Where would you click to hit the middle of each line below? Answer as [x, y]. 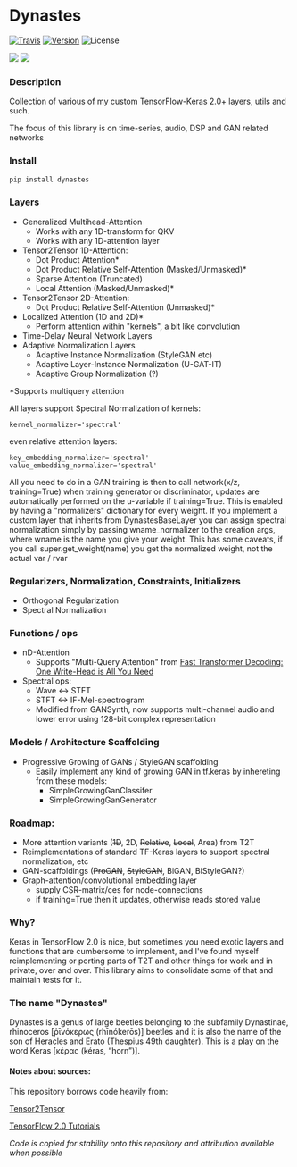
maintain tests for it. [46, 980]
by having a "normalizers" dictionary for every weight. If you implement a [144, 510]
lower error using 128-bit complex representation [125, 719]
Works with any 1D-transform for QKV [105, 231]
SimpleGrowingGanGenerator [103, 800]
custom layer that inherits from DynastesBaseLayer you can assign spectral [148, 520]
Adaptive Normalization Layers [78, 345]
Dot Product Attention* [77, 259]
